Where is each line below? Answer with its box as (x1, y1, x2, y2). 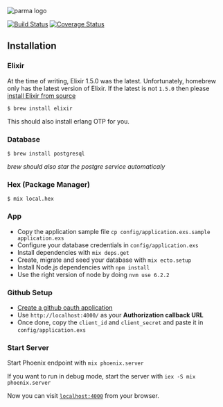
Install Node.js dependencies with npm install (17, 263, 150, 271)
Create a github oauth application (17, 303, 113, 312)
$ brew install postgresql (7, 150, 85, 157)
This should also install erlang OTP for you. (7, 117, 130, 125)
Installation (7, 40, 57, 52)
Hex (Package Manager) (7, 179, 90, 189)
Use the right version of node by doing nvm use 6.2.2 (17, 270, 170, 279)
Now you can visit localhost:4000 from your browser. (7, 392, 159, 400)
